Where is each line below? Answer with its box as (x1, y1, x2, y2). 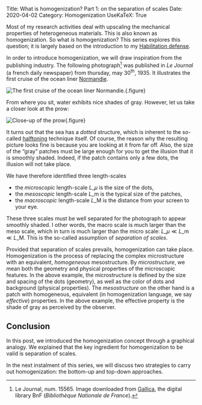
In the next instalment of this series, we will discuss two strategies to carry (6, 362, 191, 369)
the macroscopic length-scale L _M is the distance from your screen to (14, 197, 189, 204)
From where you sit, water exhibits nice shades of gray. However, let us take (6, 99, 195, 106)
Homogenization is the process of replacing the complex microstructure (6, 252, 185, 260)
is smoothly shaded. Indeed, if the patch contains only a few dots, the (6, 154, 179, 162)
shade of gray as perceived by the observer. (6, 304, 116, 311)
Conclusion (6, 321, 50, 331)
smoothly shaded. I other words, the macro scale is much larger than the (6, 222, 186, 229)
